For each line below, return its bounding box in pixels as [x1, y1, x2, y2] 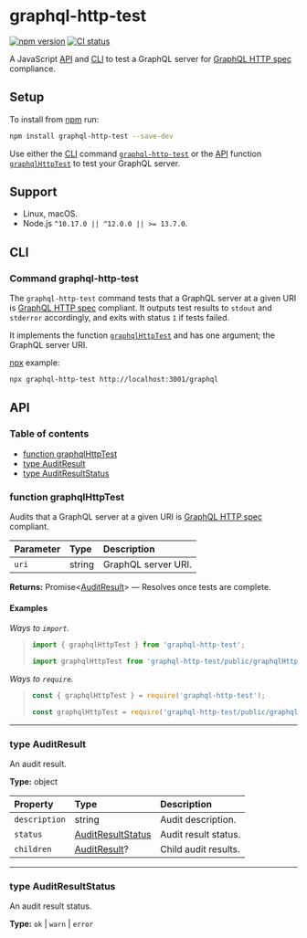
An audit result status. [9, 901, 92, 912]
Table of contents [9, 427, 90, 440]
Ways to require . [9, 673, 74, 684]
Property [14, 797, 54, 810]
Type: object [9, 775, 58, 786]
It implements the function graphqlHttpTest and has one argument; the [9, 330, 276, 341]
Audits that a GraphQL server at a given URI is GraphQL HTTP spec [9, 511, 263, 522]
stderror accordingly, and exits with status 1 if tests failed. [9, 312, 230, 323]
